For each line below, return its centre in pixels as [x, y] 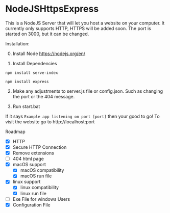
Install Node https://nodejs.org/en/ [49, 54]
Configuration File [32, 205]
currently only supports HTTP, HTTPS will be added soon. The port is [78, 28]
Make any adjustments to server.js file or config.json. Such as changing [88, 91]
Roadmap [15, 131]
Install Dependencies [35, 63]
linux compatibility [40, 188]
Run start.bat [26, 106]
